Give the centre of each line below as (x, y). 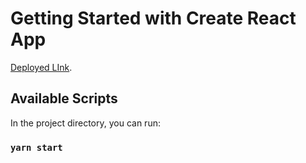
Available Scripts (64, 98)
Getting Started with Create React (153, 18)
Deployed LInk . (41, 67)
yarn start (36, 147)
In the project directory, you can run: (85, 123)
